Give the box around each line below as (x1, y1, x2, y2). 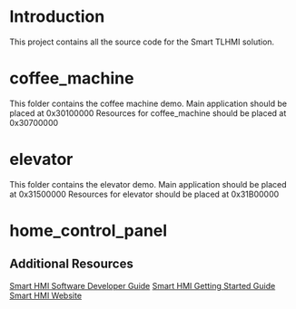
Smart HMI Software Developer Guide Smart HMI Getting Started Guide (9, 280, 276, 291)
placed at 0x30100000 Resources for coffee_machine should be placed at (9, 107, 287, 119)
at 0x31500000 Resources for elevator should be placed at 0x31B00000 (9, 188, 280, 199)
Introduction (9, 6, 105, 27)
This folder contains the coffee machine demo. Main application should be (9, 98, 288, 109)
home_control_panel (9, 220, 168, 241)
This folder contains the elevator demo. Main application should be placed (9, 179, 288, 189)
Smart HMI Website (9, 290, 83, 301)
